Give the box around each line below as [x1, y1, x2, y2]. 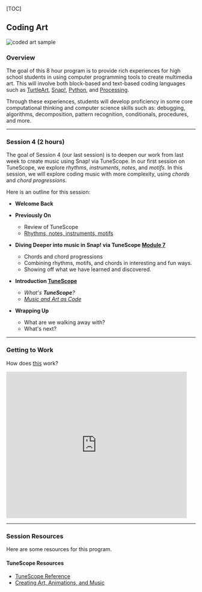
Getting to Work [6, 346, 54, 354]
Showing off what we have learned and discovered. [23, 266, 151, 273]
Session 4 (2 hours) [6, 138, 65, 146]
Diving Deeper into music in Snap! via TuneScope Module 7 [14, 242, 166, 249]
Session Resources [6, 532, 64, 540]
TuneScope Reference [14, 573, 71, 580]
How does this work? [6, 359, 58, 367]
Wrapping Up [14, 307, 49, 314]
